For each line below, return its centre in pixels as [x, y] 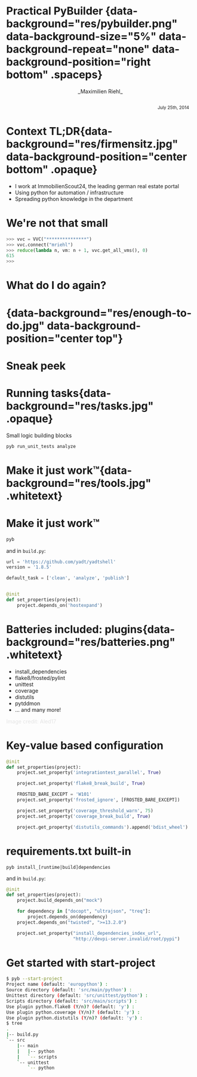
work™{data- [100, 470]
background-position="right [79, 62]
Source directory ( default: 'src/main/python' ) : [69, 990]
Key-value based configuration [85, 745]
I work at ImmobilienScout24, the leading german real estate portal [97, 186]
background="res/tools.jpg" [79, 483]
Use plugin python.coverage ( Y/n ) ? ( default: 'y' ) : [73, 1012]
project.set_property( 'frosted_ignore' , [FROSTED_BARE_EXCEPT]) [98, 800]
